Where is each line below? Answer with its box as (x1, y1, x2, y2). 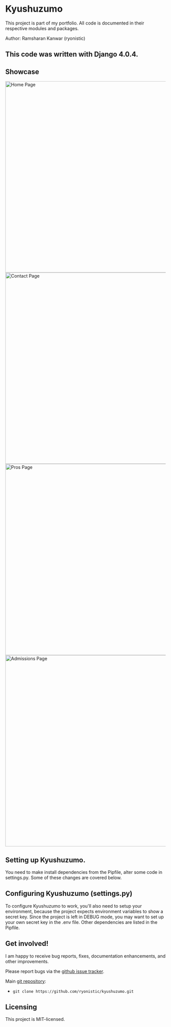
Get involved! (5, 939, 49, 948)
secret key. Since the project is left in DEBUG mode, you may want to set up (5, 914, 164, 920)
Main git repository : (5, 978, 46, 984)
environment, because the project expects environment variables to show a (5, 908, 163, 914)
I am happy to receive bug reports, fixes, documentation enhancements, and (5, 953, 166, 959)
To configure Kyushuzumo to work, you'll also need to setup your (5, 903, 142, 909)
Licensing (5, 1003, 37, 1011)
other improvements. (5, 958, 49, 964)
